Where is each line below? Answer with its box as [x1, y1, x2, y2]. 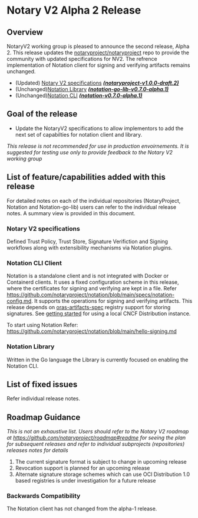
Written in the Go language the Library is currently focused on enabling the [6, 356, 189, 363]
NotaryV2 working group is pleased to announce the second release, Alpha [6, 43, 190, 50]
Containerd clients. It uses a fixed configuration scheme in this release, [6, 279, 179, 286]
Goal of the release [6, 109, 78, 119]
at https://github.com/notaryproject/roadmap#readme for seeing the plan [6, 434, 186, 441]
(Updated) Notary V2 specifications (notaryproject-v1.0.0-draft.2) [15, 79, 179, 86]
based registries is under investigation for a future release [15, 477, 156, 484]
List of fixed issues [6, 379, 78, 389]
